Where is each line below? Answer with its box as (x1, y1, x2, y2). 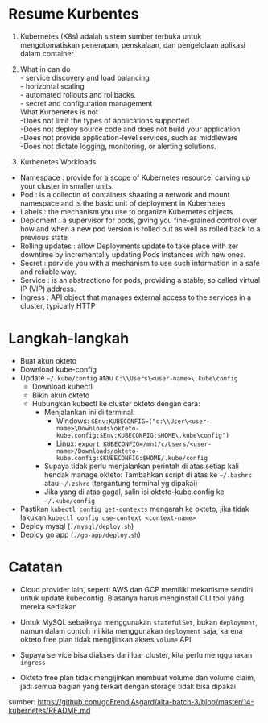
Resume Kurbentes (8, 5, 139, 23)
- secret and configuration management (19, 98, 153, 108)
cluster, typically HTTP (19, 301, 96, 310)
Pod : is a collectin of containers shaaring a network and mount (19, 189, 230, 199)
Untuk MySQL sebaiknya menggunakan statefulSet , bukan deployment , (19, 617, 258, 627)
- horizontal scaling (19, 81, 85, 91)
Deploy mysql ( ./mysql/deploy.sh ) (19, 521, 134, 530)
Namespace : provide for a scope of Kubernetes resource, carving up (19, 172, 251, 182)
